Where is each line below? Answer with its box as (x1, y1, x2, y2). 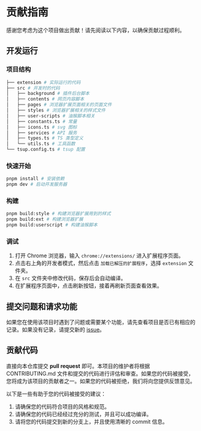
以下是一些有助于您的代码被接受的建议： (6, 390, 106, 397)
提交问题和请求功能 (6, 301, 77, 311)
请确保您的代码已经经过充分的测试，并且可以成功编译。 (14, 410, 152, 418)
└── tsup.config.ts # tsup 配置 (6, 147, 85, 153)
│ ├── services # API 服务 (6, 130, 77, 136)
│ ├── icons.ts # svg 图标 (6, 124, 77, 130)
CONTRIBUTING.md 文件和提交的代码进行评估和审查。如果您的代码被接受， (6, 370, 194, 377)
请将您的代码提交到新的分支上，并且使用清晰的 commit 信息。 (14, 418, 168, 425)
